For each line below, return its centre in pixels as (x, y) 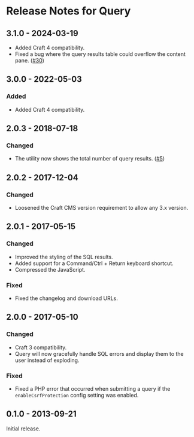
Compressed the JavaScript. (50, 269)
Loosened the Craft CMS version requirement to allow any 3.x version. (101, 208)
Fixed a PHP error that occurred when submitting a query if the (93, 389)
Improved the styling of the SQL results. (64, 257)
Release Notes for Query (69, 11)
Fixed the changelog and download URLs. (66, 298)
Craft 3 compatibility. (41, 347)
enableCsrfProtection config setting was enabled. (77, 396)
